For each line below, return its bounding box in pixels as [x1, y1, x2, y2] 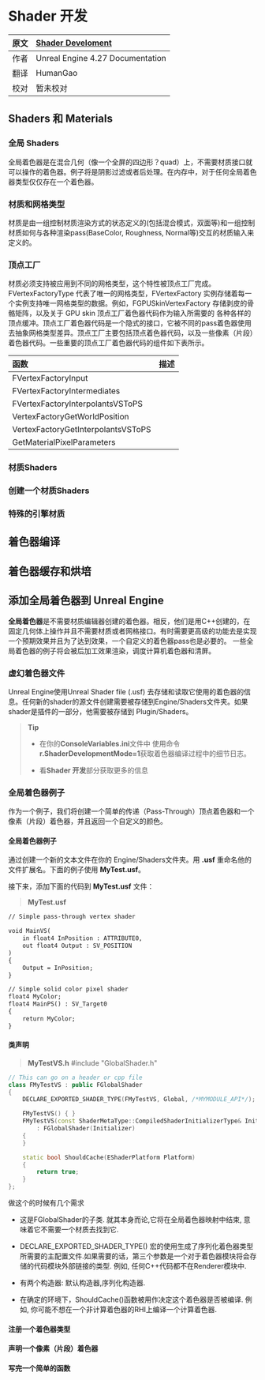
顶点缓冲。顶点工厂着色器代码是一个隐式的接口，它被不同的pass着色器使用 [8, 318, 252, 328]
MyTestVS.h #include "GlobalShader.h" [27, 1058, 158, 1067]
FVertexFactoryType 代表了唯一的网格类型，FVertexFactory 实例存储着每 [8, 289, 245, 299]
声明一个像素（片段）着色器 [8, 1344, 99, 1353]
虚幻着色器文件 [8, 667, 65, 679]
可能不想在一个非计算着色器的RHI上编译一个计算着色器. [37, 1305, 217, 1314]
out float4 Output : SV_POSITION [22, 942, 132, 949]
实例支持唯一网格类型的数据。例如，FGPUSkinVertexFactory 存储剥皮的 [14, 299, 248, 308]
